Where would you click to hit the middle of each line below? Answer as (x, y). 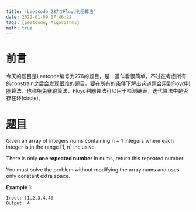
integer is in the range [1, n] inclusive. (51, 147)
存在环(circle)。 (25, 98)
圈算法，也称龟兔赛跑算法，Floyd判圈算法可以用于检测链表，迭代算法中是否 (97, 91)
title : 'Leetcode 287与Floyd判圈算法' (51, 11)
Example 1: (20, 187)
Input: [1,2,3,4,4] (30, 198)
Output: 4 (18, 203)
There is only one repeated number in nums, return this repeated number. (95, 159)
